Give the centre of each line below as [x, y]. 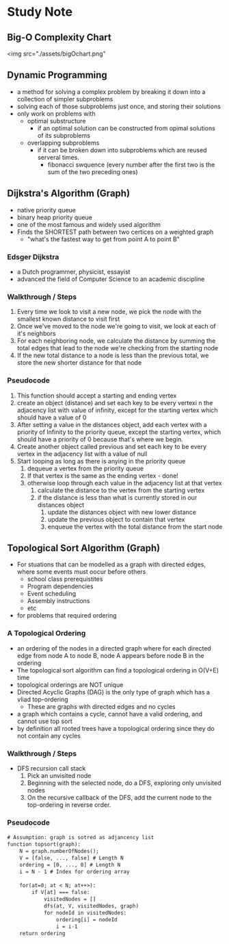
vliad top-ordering [42, 699]
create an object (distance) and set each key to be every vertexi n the [115, 402]
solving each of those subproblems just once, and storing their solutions [119, 106]
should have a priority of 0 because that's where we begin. [100, 439]
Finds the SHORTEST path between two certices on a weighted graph [115, 232]
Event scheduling [52, 594]
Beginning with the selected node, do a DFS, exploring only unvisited [124, 783]
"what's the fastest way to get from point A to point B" [103, 239]
